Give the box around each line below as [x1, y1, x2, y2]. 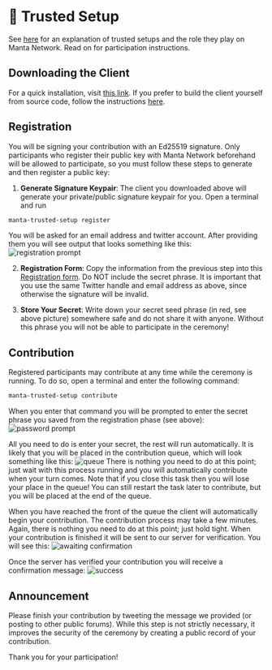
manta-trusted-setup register [8, 216, 111, 224]
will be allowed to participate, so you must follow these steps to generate [8, 158, 253, 169]
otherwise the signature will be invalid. [19, 290, 149, 299]
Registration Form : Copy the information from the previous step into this [19, 264, 263, 273]
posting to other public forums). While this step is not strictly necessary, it [8, 619, 256, 629]
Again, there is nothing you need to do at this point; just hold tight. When [8, 524, 251, 534]
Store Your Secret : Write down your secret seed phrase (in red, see [19, 305, 247, 315]
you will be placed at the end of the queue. [8, 491, 152, 501]
